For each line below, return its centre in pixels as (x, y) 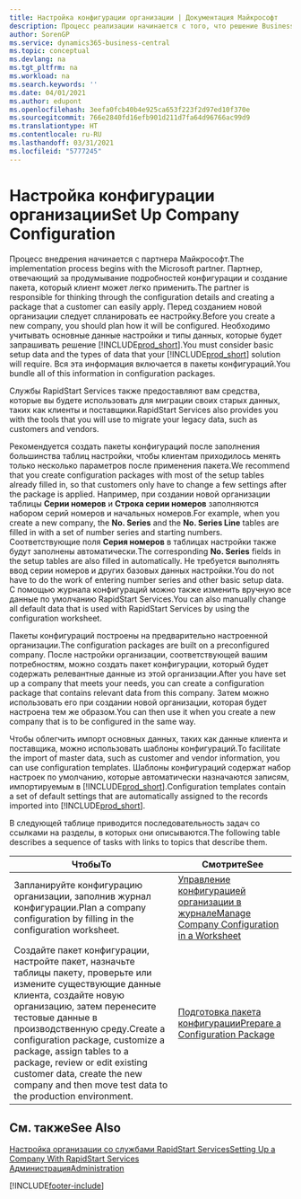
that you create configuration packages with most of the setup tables (137, 475)
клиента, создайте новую (69, 995)
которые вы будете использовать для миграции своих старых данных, (145, 400)
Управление (204, 879)
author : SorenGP (39, 34)
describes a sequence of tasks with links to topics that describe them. (138, 842)
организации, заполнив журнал (82, 896)
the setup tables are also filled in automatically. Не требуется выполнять (145, 560)
